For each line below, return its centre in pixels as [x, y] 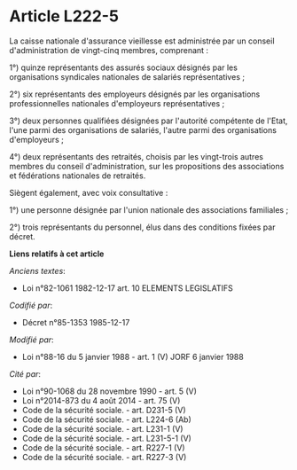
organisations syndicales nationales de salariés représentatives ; [127, 76]
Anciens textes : [38, 270]
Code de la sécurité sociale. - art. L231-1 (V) [102, 428]
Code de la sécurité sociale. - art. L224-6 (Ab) [107, 419]
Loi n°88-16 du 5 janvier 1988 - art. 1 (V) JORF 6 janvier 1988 [133, 356]
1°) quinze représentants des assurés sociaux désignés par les [123, 67]
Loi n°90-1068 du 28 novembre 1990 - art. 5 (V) [109, 391]
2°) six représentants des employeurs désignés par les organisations [135, 94]
